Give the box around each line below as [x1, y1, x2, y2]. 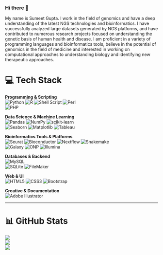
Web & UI [5, 173, 24, 179]
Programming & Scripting [5, 94, 57, 100]
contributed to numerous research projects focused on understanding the [5, 31, 152, 37]
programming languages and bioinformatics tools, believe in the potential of [5, 41, 156, 47]
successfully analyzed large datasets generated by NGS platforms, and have [5, 26, 158, 32]
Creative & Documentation [5, 188, 60, 194]
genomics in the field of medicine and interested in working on [5, 46, 130, 53]
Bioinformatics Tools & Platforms [5, 134, 73, 140]
